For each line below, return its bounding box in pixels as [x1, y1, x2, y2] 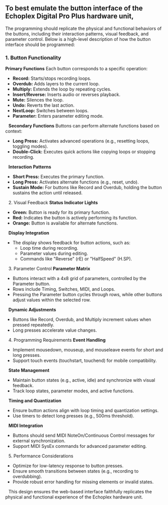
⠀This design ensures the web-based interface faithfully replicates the [5, 489, 152, 495]
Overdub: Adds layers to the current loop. [12, 81, 100, 87]
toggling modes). [12, 144, 48, 150]
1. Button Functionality [5, 54, 62, 61]
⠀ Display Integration [5, 230, 49, 236]
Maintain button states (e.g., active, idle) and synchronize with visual [12, 377, 155, 383]
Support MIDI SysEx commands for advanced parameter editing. [12, 443, 147, 449]
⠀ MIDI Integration [5, 423, 43, 429]
